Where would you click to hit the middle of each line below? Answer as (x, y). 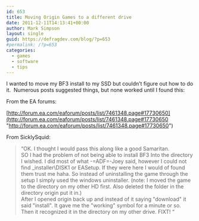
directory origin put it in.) (51, 193)
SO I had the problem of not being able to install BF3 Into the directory (107, 155)
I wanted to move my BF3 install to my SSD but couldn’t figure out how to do (100, 84)
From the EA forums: (31, 102)
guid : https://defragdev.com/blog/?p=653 (58, 39)
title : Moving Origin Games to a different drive (69, 17)
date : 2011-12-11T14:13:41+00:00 (48, 23)
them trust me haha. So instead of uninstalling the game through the (104, 174)
